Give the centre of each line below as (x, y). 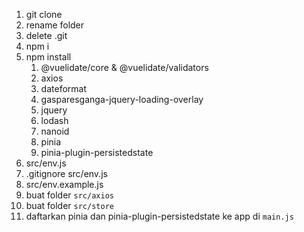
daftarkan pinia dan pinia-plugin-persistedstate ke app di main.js (159, 216)
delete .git (46, 35)
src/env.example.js (64, 184)
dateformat (63, 88)
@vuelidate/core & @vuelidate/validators (124, 67)
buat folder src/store (69, 205)
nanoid (55, 131)
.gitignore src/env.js (66, 173)
